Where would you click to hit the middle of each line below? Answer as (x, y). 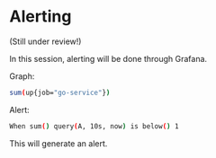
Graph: (22, 76)
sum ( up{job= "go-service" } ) (60, 92)
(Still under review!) (45, 41)
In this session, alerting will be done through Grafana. (108, 58)
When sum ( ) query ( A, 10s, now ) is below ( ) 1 (94, 126)
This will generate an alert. (58, 143)
